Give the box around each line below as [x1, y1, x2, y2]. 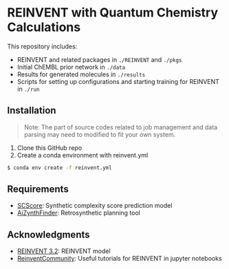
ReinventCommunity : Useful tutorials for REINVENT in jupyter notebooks [17, 255, 222, 263]
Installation [7, 105, 56, 116]
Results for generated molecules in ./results [17, 70, 146, 78]
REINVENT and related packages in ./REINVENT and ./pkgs [17, 55, 182, 63]
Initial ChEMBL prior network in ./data [17, 63, 126, 71]
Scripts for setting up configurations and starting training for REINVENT [17, 77, 220, 85]
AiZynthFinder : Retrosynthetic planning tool [17, 208, 141, 217]
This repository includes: [7, 42, 78, 50]
